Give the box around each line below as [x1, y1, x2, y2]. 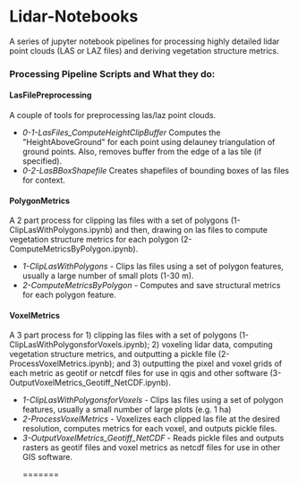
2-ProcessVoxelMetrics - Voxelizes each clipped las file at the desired [21, 414, 280, 424]
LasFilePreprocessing [9, 90, 92, 100]
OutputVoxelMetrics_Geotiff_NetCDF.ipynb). [9, 378, 172, 388]
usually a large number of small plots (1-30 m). [21, 270, 194, 281]
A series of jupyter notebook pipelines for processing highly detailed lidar [9, 36, 280, 47]
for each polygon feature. [21, 289, 116, 301]
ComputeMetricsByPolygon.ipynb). [9, 243, 139, 254]
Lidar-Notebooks [9, 6, 139, 27]
